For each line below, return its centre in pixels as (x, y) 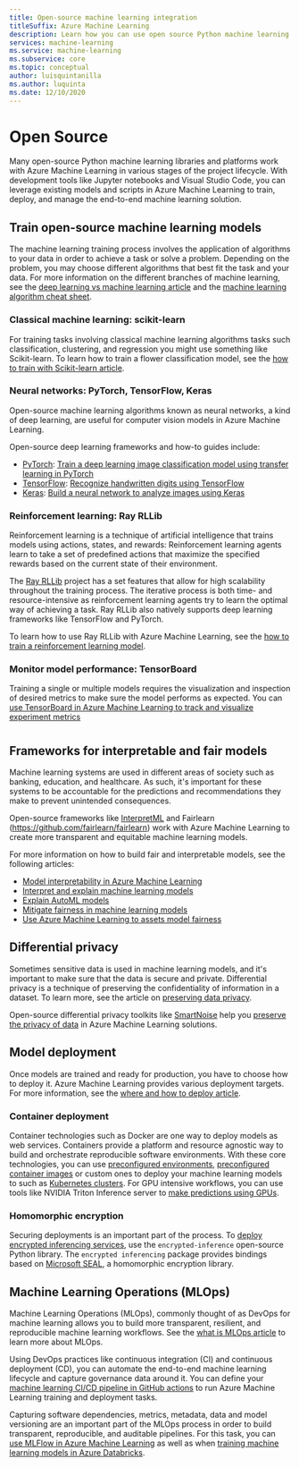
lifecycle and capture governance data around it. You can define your (137, 1378)
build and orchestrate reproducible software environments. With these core (148, 1154)
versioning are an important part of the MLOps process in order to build (141, 1424)
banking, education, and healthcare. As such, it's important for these (135, 782)
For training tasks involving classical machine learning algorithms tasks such (150, 339)
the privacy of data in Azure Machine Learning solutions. (113, 1024)
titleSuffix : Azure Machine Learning (79, 26)
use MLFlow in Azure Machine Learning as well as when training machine (144, 1443)
